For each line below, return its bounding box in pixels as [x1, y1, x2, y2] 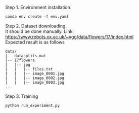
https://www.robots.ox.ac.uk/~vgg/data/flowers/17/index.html [5, 34, 134, 40]
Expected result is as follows [5, 39, 65, 45]
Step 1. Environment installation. [5, 5, 72, 10]
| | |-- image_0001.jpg [5, 71, 65, 76]
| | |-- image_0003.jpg [5, 80, 65, 85]
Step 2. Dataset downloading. [5, 23, 67, 29]
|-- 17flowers [5, 58, 35, 63]
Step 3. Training [5, 93, 38, 99]
